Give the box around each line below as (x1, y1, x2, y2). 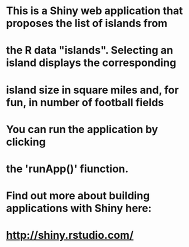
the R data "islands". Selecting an (6, 44, 174, 57)
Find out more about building (6, 189, 150, 203)
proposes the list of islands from (6, 17, 168, 30)
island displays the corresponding (6, 56, 177, 70)
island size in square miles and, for (6, 83, 179, 97)
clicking (6, 135, 46, 149)
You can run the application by (6, 123, 158, 136)
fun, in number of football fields (6, 95, 164, 109)
